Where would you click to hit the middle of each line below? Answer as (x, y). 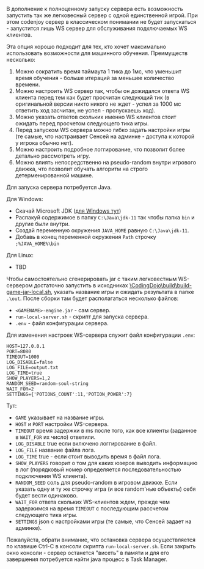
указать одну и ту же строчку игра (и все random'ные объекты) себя (105, 489)
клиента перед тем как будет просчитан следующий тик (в (92, 97)
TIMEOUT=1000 (23, 357)
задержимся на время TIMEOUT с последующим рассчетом (92, 508)
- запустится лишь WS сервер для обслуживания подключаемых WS (97, 28)
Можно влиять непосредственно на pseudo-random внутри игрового (106, 162)
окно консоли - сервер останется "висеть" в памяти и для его (88, 553)
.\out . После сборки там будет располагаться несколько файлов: (93, 298)
